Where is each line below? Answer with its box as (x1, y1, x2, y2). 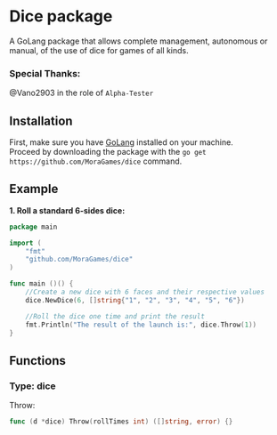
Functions (9, 353, 67, 368)
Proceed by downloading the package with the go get (9, 147, 207, 157)
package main (9, 222, 58, 231)
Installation (9, 113, 73, 128)
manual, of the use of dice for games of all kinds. (9, 44, 189, 55)
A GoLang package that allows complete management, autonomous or (9, 36, 268, 46)
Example (9, 181, 59, 197)
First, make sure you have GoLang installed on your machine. (9, 137, 233, 148)
